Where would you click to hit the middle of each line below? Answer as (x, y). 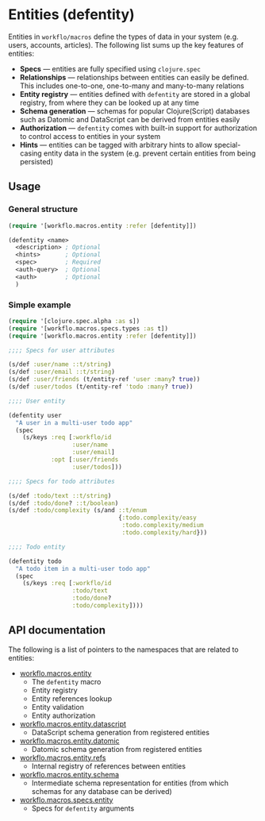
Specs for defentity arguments (83, 808)
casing (31, 153)
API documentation (57, 630)
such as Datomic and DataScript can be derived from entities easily (130, 119)
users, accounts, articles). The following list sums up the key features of (126, 44)
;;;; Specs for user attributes (61, 350)
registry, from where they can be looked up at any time (109, 102)
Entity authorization (63, 715)
